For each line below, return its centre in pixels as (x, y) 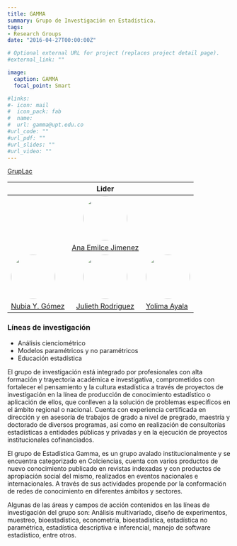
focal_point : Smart (42, 86)
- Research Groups (34, 34)
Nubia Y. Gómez (38, 306)
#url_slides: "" (31, 145)
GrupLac (20, 172)
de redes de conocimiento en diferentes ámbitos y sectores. (95, 491)
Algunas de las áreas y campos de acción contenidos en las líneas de (109, 505)
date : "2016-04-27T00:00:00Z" (52, 40)
